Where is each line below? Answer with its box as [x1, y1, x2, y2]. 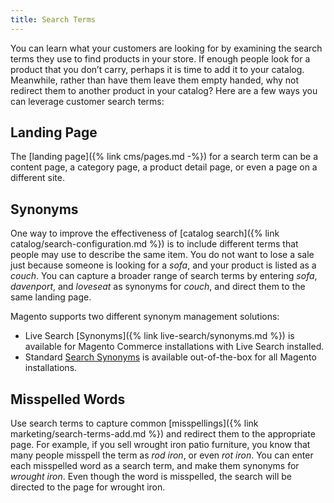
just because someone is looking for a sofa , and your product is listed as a [10, 259, 317, 271]
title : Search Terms [10, 14, 97, 25]
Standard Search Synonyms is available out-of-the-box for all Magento [24, 351, 317, 363]
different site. [10, 172, 65, 184]
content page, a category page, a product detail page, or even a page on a [10, 161, 318, 173]
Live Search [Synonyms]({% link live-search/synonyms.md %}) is [24, 330, 295, 342]
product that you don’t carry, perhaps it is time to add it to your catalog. [10, 63, 305, 75]
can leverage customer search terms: [10, 95, 165, 107]
